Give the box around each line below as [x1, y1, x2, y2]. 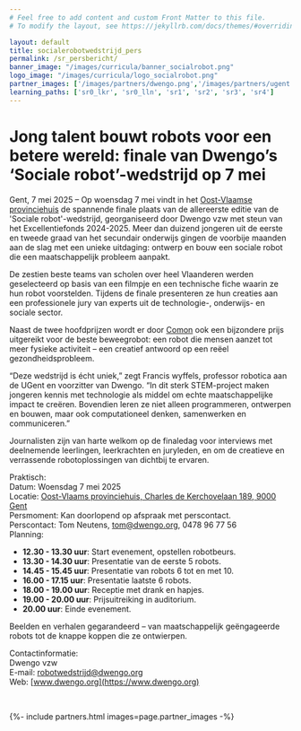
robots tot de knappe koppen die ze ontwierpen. [9, 630, 188, 641]
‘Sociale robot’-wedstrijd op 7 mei [9, 164, 266, 185]
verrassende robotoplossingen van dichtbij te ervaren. [9, 454, 210, 465]
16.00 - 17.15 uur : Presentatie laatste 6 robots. [21, 575, 192, 586]
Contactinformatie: [9, 648, 79, 658]
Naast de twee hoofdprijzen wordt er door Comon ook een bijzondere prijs [9, 324, 285, 335]
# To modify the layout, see [9, 22, 118, 30]
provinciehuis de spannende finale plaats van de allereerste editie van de [9, 204, 279, 214]
